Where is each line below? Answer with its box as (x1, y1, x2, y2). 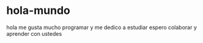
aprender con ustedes (6, 30, 62, 37)
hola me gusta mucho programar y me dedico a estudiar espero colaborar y (6, 24, 197, 31)
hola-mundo (6, 4, 70, 18)
